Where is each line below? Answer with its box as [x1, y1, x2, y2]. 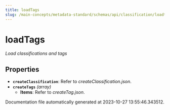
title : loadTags [5, 7, 39, 13]
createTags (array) [12, 84, 52, 90]
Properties [5, 65, 39, 74]
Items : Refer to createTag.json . [20, 89, 85, 95]
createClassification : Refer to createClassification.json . [12, 79, 132, 85]
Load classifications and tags [5, 50, 67, 57]
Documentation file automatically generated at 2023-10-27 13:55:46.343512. [5, 99, 164, 105]
